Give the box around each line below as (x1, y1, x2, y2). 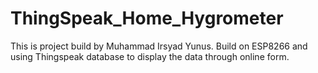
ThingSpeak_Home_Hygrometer (10, 7, 284, 30)
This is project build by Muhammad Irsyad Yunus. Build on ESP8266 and (10, 40, 308, 52)
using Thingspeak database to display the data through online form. (10, 50, 290, 62)
